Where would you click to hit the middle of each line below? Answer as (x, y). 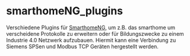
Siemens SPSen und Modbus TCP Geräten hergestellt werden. (83, 46)
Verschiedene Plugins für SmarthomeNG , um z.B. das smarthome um (91, 27)
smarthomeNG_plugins (65, 11)
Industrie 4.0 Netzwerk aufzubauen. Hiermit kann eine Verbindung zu (91, 40)
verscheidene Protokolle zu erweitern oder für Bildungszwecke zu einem (95, 33)
